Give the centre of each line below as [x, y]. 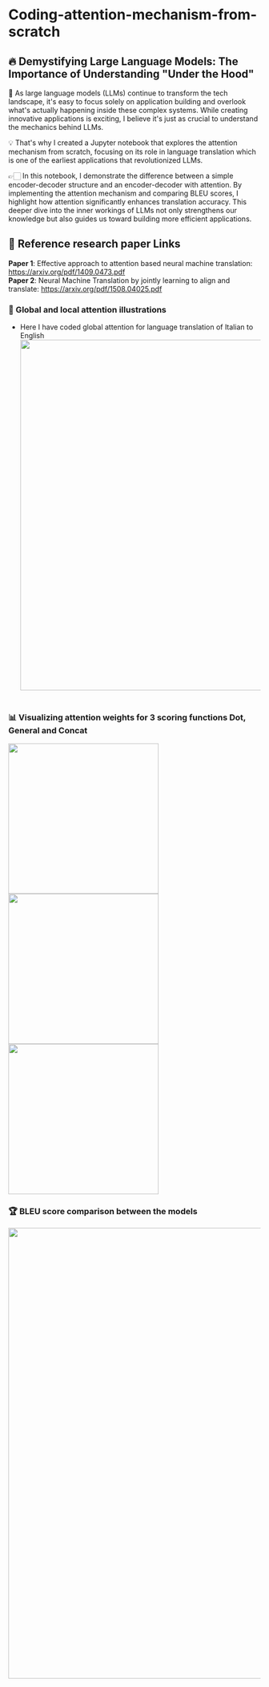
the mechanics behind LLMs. [56, 127]
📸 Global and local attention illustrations [87, 309]
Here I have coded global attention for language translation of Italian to [137, 327]
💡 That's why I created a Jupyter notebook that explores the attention [123, 143]
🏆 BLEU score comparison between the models [103, 1212]
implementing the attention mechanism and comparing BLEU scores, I [123, 193]
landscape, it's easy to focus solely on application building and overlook [127, 101]
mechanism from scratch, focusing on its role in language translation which [132, 151]
